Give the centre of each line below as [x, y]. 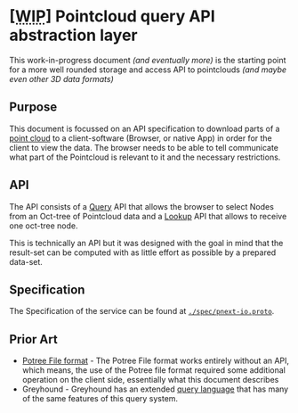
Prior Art [33, 339]
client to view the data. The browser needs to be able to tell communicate [144, 147]
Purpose [33, 107]
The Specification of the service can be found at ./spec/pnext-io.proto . [142, 311]
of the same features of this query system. [100, 399]
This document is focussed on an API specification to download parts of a [145, 128]
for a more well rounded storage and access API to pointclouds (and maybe [148, 70]
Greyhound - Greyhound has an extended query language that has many [155, 389]
